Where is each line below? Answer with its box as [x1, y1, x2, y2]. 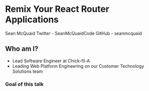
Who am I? [5, 45, 39, 53]
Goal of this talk [5, 81, 44, 88]
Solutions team [12, 68, 43, 74]
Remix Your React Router [5, 3, 110, 15]
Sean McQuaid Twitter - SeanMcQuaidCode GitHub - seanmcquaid [5, 30, 142, 36]
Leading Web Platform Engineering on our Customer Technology [12, 63, 145, 69]
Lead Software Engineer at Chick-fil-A [12, 58, 90, 64]
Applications [5, 14, 59, 25]
